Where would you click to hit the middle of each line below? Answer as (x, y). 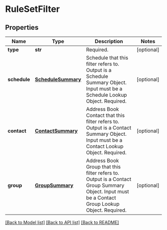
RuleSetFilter (33, 9)
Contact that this (106, 115)
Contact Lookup (105, 146)
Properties (22, 28)
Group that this (103, 167)
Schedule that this (107, 58)
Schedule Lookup (107, 95)
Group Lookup (103, 204)
